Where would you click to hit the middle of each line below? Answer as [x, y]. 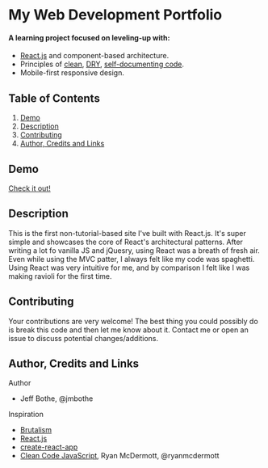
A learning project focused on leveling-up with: [89, 37]
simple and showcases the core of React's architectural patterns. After [126, 242]
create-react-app [49, 447]
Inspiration [26, 415]
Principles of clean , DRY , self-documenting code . [102, 64]
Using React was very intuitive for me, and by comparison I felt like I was [129, 268]
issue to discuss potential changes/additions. [84, 338]
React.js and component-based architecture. [94, 56]
